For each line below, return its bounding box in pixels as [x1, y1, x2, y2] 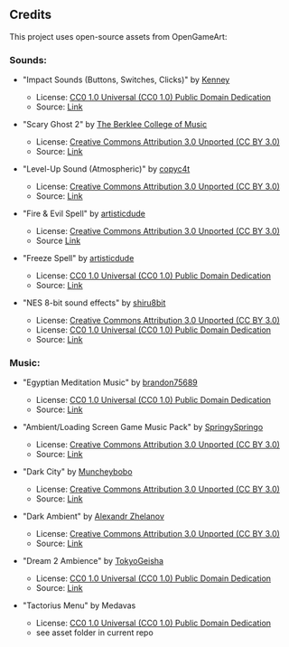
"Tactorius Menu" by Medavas [22, 600, 136, 611]
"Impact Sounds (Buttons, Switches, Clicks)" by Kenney [22, 74, 230, 85]
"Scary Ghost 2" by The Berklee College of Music [22, 119, 208, 130]
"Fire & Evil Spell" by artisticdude [22, 208, 146, 220]
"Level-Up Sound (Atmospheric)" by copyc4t [22, 164, 191, 174]
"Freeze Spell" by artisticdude [22, 253, 135, 264]
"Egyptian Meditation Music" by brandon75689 [22, 377, 199, 388]
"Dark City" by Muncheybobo [22, 466, 133, 477]
